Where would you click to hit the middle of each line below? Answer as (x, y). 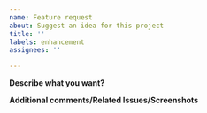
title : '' (27, 34)
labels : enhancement (47, 42)
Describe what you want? (57, 83)
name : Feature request (51, 17)
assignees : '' (35, 50)
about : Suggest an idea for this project (87, 26)
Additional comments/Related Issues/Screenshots (104, 100)
